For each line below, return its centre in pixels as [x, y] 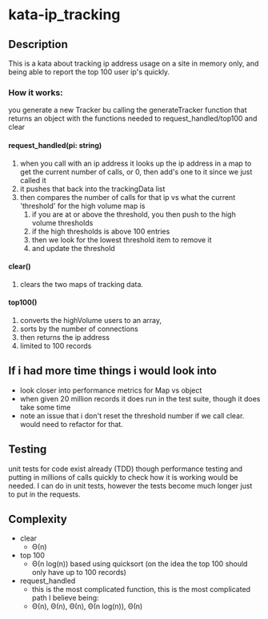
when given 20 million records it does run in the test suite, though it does [140, 398]
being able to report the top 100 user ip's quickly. [89, 72]
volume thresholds [62, 222]
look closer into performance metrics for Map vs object [111, 390]
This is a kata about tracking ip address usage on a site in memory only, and [134, 63]
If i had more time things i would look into [113, 371]
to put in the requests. [45, 494]
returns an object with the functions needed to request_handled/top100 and [133, 118]
